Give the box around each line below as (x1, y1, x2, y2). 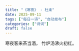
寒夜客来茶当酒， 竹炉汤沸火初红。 (5, 40, 76, 46)
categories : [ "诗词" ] (5, 21, 49, 26)
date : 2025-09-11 (5, 12, 41, 17)
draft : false (5, 26, 32, 31)
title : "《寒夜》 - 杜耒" (5, 7, 55, 12)
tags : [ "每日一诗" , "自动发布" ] (5, 16, 66, 21)
